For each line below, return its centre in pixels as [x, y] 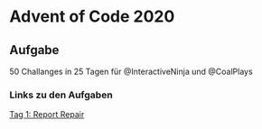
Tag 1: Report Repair [47, 115]
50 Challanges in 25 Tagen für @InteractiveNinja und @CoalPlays [131, 71]
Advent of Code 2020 [92, 17]
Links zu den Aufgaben [61, 95]
